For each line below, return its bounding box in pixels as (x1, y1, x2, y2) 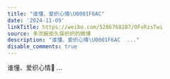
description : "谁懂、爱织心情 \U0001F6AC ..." (7, 37, 140, 44)
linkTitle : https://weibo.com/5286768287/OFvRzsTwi (7, 23, 163, 30)
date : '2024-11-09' (7, 17, 65, 24)
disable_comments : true (7, 43, 78, 50)
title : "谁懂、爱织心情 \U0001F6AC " (7, 10, 105, 18)
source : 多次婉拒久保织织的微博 (7, 30, 91, 37)
